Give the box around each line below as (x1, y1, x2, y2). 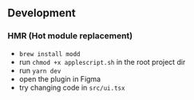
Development (7, 6, 77, 20)
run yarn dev (18, 66, 61, 75)
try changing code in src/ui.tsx (18, 82, 125, 92)
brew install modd (18, 50, 81, 58)
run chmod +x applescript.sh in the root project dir (18, 57, 186, 66)
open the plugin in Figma (18, 74, 101, 83)
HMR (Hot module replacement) (7, 30, 133, 42)
